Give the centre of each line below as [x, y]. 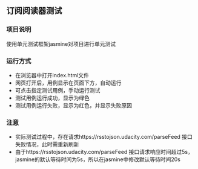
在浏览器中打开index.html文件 [52, 75]
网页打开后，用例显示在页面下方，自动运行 [68, 83]
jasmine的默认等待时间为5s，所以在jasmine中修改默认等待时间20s [97, 159]
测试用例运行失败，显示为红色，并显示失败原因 [73, 105]
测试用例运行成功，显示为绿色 [52, 98]
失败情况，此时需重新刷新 [47, 144]
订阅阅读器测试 [34, 11]
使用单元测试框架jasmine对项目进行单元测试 [61, 43]
